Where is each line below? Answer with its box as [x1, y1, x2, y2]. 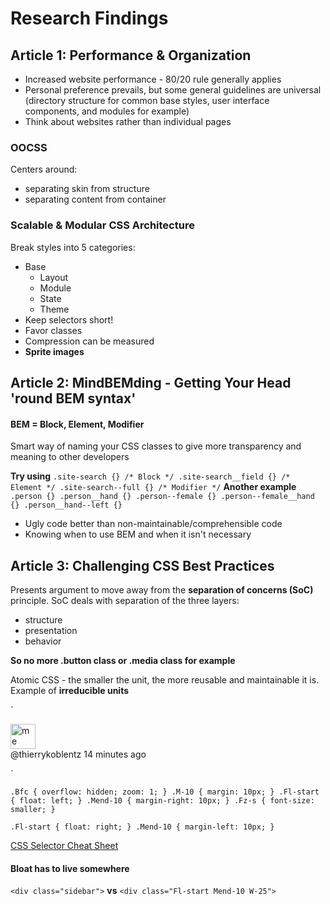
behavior [24, 635, 62, 647]
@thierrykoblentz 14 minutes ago [10, 748, 147, 760]
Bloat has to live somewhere [10, 862, 130, 874]
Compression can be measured [24, 335, 155, 347]
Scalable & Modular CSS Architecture [10, 218, 195, 232]
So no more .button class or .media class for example [10, 655, 236, 666]
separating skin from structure [24, 183, 150, 195]
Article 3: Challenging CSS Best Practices [10, 557, 275, 574]
